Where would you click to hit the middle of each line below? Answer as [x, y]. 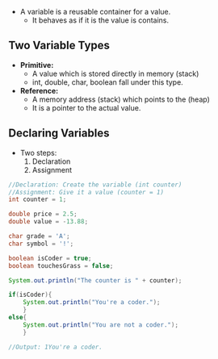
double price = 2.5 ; [43, 214]
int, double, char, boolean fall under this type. [107, 82]
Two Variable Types [59, 46]
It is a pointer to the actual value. [86, 107]
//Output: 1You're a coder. [56, 347]
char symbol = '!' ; [41, 244]
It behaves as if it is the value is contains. [101, 20]
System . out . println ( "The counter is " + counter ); [95, 280]
